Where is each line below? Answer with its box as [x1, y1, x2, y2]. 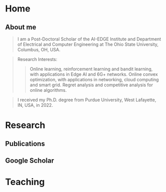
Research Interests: [17, 56, 57, 62]
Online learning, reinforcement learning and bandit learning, [29, 66, 153, 72]
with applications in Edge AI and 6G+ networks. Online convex [29, 71, 158, 77]
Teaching [5, 177, 45, 188]
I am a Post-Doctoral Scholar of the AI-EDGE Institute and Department [17, 36, 161, 42]
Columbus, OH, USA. [17, 47, 61, 52]
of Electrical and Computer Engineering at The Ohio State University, [17, 41, 159, 47]
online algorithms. [29, 87, 67, 93]
